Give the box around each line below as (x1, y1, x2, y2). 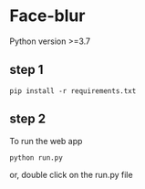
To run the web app (9, 135, 83, 146)
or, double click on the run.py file (9, 169, 134, 180)
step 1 (9, 62, 44, 78)
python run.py (9, 152, 64, 163)
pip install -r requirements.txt (9, 86, 137, 96)
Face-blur (9, 5, 86, 26)
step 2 (9, 111, 47, 127)
